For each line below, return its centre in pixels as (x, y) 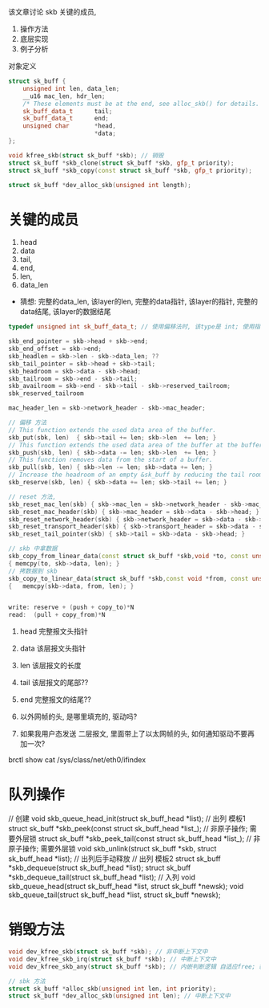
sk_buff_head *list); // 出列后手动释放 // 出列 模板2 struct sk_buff (115, 859)
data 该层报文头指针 (53, 648)
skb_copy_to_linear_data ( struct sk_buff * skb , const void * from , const (128, 578)
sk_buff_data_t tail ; (68, 111)
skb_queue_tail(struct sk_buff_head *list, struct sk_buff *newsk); (114, 895)
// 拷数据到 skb (33, 571)
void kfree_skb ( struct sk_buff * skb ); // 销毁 (86, 155)
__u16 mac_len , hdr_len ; (64, 96)
